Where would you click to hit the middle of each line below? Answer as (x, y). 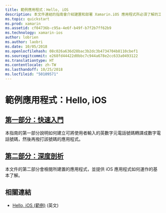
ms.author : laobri (24, 42)
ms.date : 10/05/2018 (26, 47)
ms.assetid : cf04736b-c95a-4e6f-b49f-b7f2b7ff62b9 (58, 28)
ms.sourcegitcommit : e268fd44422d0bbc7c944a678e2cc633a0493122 (72, 56)
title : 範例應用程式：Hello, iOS (37, 10)
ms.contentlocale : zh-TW (31, 65)
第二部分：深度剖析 (34, 156)
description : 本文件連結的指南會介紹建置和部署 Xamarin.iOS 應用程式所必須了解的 (82, 14)
